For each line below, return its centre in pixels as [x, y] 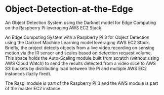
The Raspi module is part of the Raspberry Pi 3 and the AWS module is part [82, 83]
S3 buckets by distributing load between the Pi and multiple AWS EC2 [76, 68]
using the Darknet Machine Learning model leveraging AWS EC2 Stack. [78, 42]
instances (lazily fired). [28, 73]
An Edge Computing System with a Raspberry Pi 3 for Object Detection [77, 37]
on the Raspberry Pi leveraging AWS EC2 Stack [53, 27]
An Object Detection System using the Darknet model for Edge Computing [81, 23]
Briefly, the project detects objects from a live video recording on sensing [80, 47]
